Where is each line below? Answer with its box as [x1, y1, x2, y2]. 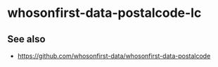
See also [7, 33, 46, 45]
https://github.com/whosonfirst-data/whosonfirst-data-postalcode [17, 51, 211, 60]
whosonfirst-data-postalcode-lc [7, 5, 202, 21]
